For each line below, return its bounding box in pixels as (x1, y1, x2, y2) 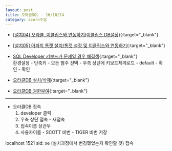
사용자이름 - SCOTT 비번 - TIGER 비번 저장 (20, 129, 107, 136)
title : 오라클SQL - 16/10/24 (5, 12, 64, 17)
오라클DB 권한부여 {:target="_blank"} (12, 88, 88, 94)
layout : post (5, 7, 33, 13)
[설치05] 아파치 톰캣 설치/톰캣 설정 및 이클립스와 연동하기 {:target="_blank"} (12, 42, 165, 49)
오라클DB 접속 (12, 103, 41, 110)
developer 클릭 (20, 110, 52, 116)
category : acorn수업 (5, 17, 47, 22)
